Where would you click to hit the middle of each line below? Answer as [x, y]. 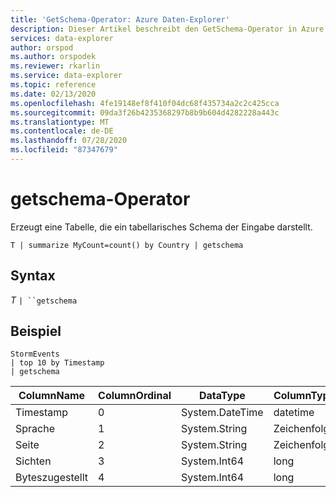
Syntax [33, 276]
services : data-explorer [62, 38]
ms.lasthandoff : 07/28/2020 [69, 141]
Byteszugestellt [52, 478]
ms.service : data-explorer [66, 76]
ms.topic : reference [53, 85]
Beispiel [36, 331]
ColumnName [52, 396]
